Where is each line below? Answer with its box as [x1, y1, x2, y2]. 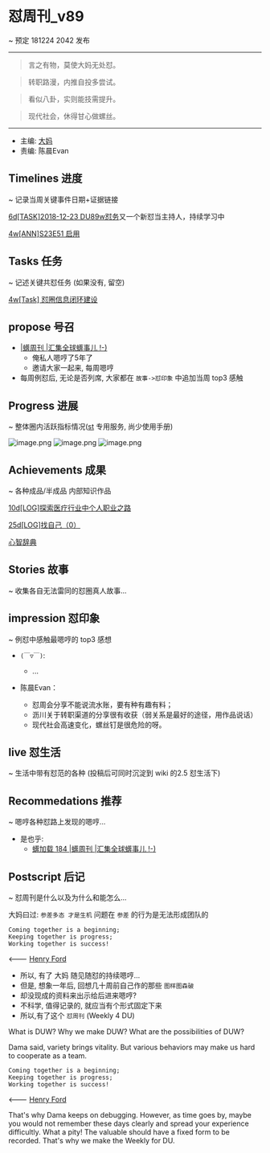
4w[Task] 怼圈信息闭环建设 [8, 294, 98, 304]
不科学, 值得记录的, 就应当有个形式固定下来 [19, 1001, 162, 1011]
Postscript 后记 [8, 869, 85, 884]
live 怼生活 [8, 746, 62, 759]
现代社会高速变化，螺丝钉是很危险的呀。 [31, 720, 166, 730]
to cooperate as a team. [8, 1051, 87, 1061]
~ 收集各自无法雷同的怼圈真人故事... [8, 586, 127, 595]
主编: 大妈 [19, 136, 53, 145]
